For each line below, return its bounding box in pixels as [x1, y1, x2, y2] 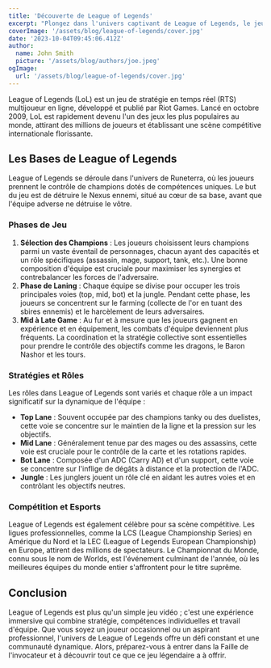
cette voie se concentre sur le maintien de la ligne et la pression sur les [19, 421, 256, 431]
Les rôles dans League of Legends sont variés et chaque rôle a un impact [8, 388, 252, 398]
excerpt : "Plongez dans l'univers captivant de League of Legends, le [8, 19, 251, 27]
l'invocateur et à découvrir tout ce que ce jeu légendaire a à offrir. [8, 650, 227, 660]
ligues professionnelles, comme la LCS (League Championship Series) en [8, 528, 252, 538]
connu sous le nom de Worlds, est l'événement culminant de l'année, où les [8, 554, 260, 564]
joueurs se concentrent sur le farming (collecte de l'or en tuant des [19, 298, 243, 307]
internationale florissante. [8, 129, 94, 138]
